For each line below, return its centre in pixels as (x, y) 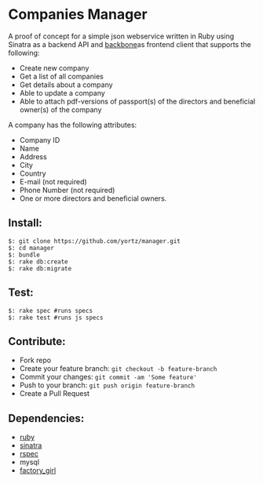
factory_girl (38, 470)
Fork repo (35, 360)
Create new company (54, 67)
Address (33, 156)
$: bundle (24, 255)
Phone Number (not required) (67, 190)
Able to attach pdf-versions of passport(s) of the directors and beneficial (137, 101)
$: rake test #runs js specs (56, 318)
